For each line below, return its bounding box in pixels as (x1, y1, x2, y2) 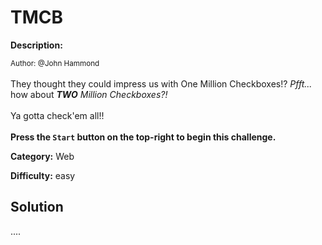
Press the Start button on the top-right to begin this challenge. (10, 131, 277, 143)
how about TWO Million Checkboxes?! (10, 88, 168, 100)
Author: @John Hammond (10, 58, 100, 68)
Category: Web (10, 150, 75, 162)
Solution (10, 199, 64, 216)
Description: (10, 39, 63, 51)
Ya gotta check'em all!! (10, 109, 105, 121)
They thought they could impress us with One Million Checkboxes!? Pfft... (10, 77, 313, 90)
